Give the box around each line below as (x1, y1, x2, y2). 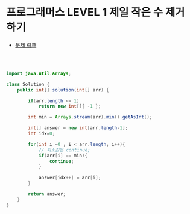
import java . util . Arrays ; (6, 70, 71, 76)
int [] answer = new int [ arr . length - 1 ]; (28, 125, 128, 131)
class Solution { (6, 81, 50, 87)
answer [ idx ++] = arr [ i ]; (38, 175, 101, 181)
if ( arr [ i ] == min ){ (38, 153, 87, 159)
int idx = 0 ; (28, 130, 55, 137)
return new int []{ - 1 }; (38, 103, 101, 109)
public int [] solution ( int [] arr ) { (17, 87, 110, 93)
